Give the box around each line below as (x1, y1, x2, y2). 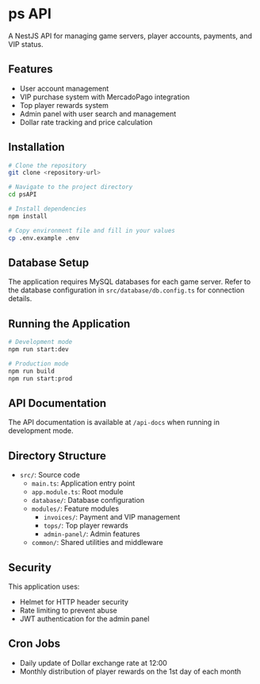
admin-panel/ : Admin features (43, 529, 140, 539)
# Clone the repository (8, 161, 87, 169)
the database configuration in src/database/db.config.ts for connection (8, 285, 245, 295)
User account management (19, 83, 109, 93)
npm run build (8, 367, 55, 375)
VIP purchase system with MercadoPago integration (19, 92, 190, 102)
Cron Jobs (8, 637, 61, 651)
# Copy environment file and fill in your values (8, 226, 176, 234)
